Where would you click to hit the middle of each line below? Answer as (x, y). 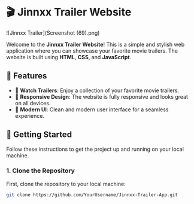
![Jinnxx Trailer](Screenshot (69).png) (53, 33)
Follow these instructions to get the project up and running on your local (95, 149)
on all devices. (33, 103)
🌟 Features (27, 76)
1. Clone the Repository (40, 170)
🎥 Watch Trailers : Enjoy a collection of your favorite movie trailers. (97, 90)
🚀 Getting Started (39, 135)
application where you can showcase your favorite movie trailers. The (92, 51)
